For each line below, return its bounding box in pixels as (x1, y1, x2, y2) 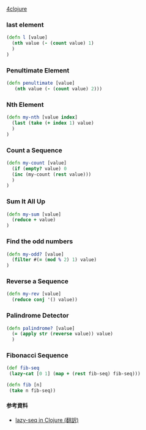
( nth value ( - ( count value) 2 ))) (14, 85, 103, 92)
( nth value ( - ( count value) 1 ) (12, 40, 95, 47)
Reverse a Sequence (6, 277, 69, 286)
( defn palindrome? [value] (6, 325, 75, 331)
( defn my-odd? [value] (6, 251, 64, 257)
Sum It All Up (6, 197, 46, 206)
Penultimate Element (6, 66, 70, 74)
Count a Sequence (6, 146, 62, 154)
